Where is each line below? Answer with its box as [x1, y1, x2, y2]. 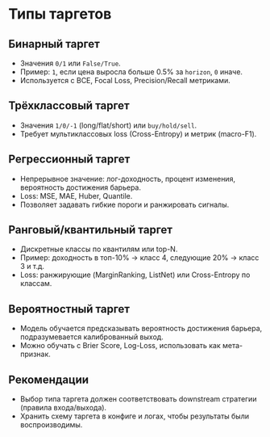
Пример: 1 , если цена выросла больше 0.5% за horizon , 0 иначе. [19, 67, 243, 77]
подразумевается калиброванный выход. [19, 332, 164, 342]
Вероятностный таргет [8, 302, 131, 316]
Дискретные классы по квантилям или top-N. [19, 244, 178, 254]
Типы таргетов [8, 5, 112, 23]
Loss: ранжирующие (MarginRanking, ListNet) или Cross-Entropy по [19, 270, 251, 279]
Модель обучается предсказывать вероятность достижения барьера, [19, 324, 263, 334]
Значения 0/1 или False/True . [19, 58, 121, 68]
